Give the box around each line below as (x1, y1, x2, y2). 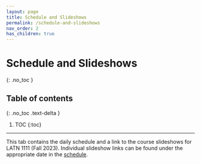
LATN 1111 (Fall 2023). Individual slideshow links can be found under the (6, 144, 183, 151)
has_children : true (6, 31, 55, 37)
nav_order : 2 (6, 25, 39, 32)
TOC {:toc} (14, 120, 42, 128)
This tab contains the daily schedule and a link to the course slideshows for (6, 138, 192, 145)
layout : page (6, 8, 39, 15)
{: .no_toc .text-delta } (6, 109, 60, 116)
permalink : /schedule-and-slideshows (6, 20, 100, 26)
